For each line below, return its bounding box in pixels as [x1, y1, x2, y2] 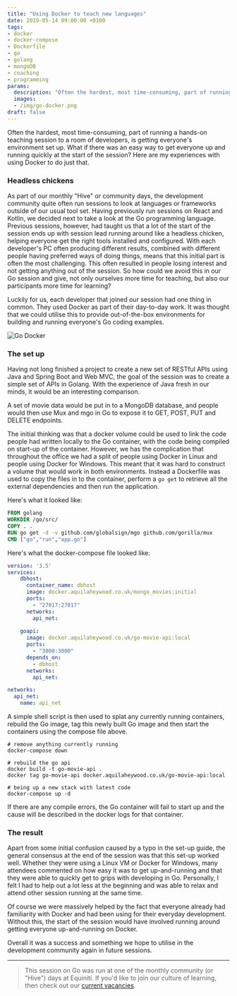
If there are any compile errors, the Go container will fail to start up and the [7, 803, 224, 811]
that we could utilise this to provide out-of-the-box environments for [7, 310, 206, 319]
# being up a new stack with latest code [7, 784, 131, 791]
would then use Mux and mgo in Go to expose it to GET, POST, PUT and [7, 408, 217, 417]
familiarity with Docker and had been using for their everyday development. [7, 910, 227, 918]
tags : [7, 23, 23, 30]
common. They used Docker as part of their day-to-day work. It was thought [7, 303, 230, 311]
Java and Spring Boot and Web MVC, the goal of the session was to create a [7, 372, 230, 381]
